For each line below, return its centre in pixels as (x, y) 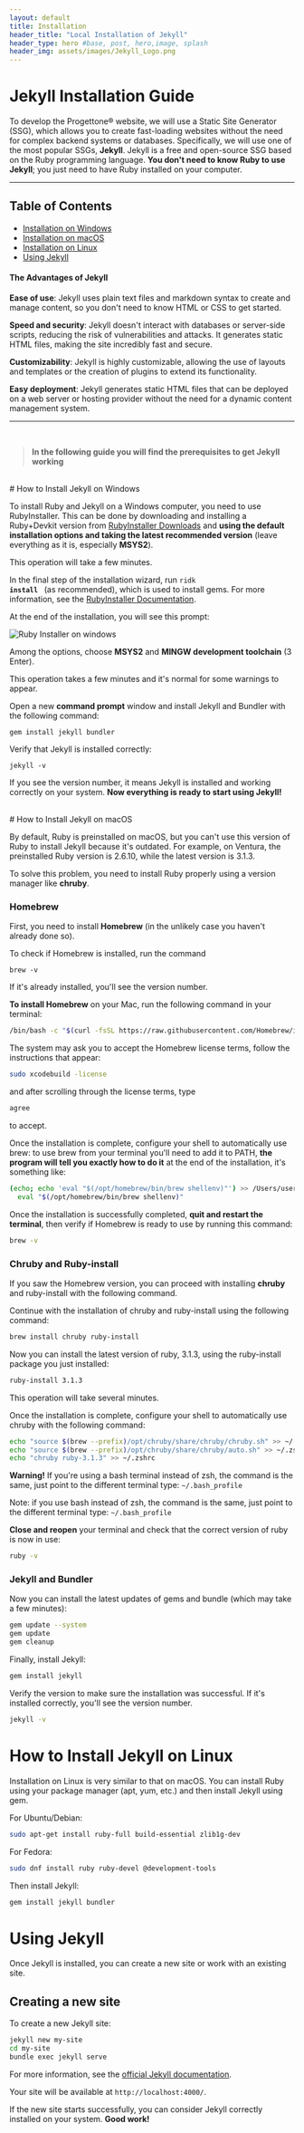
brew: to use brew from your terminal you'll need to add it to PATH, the (141, 1153)
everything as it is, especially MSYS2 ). (81, 545)
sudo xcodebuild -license (58, 1074)
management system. (50, 408)
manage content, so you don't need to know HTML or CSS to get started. (146, 308)
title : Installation (48, 26)
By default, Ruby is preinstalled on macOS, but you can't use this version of (150, 837)
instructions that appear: (55, 1058)
